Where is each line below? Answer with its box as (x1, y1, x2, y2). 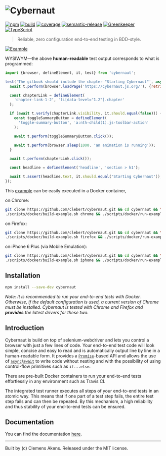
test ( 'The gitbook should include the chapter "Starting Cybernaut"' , (5, 79, 154, 84)
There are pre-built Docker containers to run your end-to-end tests (5, 373, 142, 379)
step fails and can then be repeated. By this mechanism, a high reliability (5, 398, 153, 404)
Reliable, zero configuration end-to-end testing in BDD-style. (17, 36, 141, 42)
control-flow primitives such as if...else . (5, 363, 91, 369)
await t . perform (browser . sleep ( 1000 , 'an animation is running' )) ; (14, 143, 156, 148)
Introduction (5, 324, 44, 332)
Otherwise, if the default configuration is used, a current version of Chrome (5, 299, 159, 305)
